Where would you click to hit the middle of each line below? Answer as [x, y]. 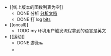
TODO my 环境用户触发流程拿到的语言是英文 [61, 30]
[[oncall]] [19, 25]
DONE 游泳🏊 [30, 43]
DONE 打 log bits [34, 19]
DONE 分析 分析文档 [37, 13]
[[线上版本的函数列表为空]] [36, 7]
